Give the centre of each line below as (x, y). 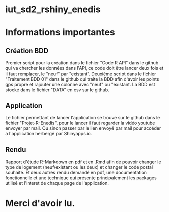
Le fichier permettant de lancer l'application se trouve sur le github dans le (83, 118)
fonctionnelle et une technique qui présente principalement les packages (81, 178)
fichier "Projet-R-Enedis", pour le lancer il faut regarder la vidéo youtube (80, 123)
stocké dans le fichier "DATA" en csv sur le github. (57, 90)
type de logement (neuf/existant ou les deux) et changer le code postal (79, 167)
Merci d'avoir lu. (40, 203)
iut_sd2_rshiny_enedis (53, 9)
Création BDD (27, 51)
